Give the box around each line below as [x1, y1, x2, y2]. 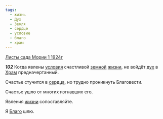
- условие [10, 31, 30, 36]
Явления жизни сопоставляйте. [5, 98, 73, 104]
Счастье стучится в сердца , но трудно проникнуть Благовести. [5, 79, 143, 85]
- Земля [10, 21, 26, 27]
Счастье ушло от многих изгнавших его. [5, 89, 93, 95]
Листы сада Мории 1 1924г [5, 54, 63, 60]
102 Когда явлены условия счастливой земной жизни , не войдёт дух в [5, 64, 158, 70]
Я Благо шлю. [5, 108, 34, 114]
